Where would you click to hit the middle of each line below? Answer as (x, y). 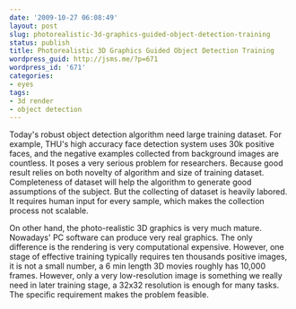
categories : (31, 76)
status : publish (39, 43)
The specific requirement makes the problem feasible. (109, 295)
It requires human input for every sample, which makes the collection (137, 202)
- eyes (22, 84)
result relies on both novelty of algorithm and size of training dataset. (137, 173)
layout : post (34, 26)
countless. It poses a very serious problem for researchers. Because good (146, 163)
